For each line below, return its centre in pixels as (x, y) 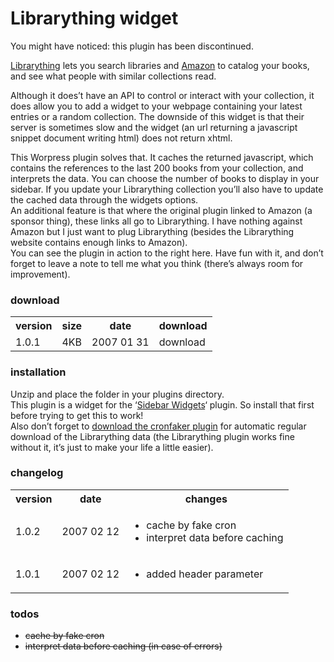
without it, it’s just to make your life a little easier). (112, 447)
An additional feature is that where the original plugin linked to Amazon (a (161, 210)
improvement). (40, 274)
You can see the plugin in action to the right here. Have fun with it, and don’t (167, 253)
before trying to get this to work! (77, 415)
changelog (37, 473)
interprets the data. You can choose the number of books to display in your (165, 178)
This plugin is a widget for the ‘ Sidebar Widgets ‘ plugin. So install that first (162, 404)
